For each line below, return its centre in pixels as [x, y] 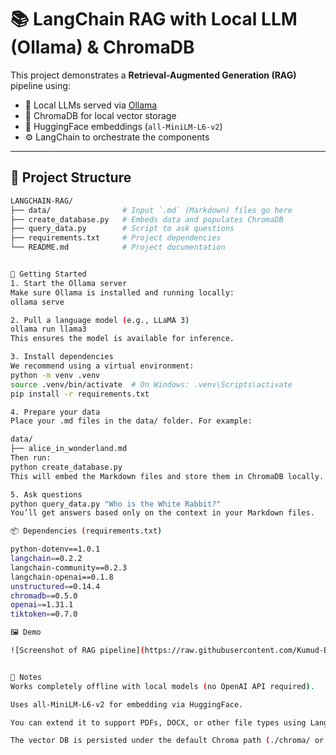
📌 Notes [26, 677]
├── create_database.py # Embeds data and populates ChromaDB [147, 219]
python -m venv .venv [55, 375]
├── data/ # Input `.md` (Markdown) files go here [151, 210]
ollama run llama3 [48, 329]
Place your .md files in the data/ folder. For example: [131, 421]
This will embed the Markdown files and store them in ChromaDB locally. [167, 476]
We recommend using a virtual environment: [102, 366]
